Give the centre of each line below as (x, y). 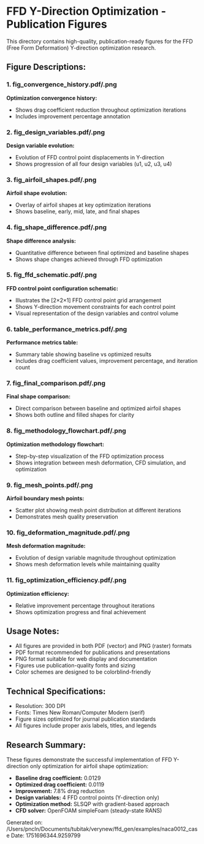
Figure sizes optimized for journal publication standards (85, 719)
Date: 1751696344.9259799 (46, 835)
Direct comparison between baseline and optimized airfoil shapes (98, 408)
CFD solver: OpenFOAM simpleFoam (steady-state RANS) (89, 811)
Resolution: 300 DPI (40, 706)
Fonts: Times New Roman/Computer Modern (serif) (80, 713)
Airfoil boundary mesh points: (45, 498)
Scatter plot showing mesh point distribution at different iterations (98, 510)
